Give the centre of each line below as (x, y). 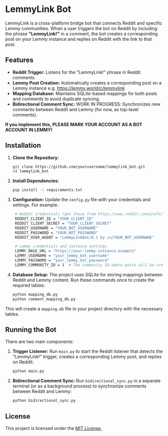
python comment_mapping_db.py (44, 299)
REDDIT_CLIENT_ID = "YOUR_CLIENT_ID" (54, 219)
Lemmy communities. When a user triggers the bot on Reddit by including (81, 28)
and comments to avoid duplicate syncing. (56, 99)
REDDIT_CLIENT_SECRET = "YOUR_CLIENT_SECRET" (63, 223)
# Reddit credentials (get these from (55, 214)
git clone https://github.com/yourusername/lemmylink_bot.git (79, 167)
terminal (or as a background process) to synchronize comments (79, 386)
